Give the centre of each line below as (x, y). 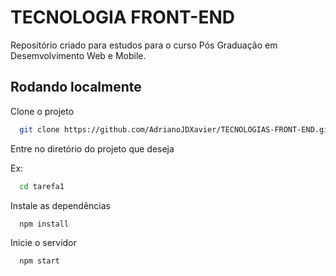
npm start (39, 261)
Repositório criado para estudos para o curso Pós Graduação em (144, 45)
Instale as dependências (60, 205)
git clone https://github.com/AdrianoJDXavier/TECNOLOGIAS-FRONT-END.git (176, 129)
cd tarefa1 (42, 186)
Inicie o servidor (43, 243)
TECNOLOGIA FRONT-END (122, 17)
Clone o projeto (42, 111)
